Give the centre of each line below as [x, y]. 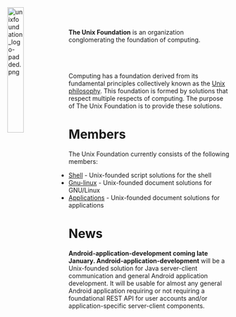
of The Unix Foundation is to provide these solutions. [145, 106]
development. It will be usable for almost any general [145, 283]
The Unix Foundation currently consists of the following [149, 154]
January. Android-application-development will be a [147, 261]
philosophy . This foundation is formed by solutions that [148, 91]
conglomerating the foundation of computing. [135, 40]
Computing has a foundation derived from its [133, 76]
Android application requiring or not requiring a [137, 291]
